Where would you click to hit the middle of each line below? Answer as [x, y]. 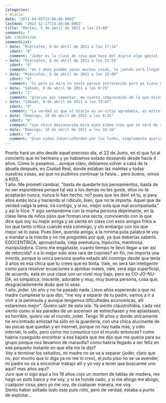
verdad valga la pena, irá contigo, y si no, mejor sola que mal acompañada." [82, 206]
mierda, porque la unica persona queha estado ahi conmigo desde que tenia [83, 258]
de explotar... [19, 395]
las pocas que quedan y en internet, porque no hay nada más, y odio [75, 327]
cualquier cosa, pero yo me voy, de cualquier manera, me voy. [68, 385]
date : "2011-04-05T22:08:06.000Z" [41, 19]
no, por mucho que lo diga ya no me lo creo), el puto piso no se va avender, [82, 358]
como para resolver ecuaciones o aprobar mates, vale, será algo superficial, [83, 269]
